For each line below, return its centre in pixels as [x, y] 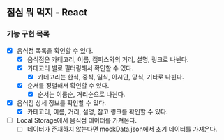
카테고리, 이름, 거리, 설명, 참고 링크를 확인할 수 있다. [97, 112]
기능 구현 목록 [28, 34]
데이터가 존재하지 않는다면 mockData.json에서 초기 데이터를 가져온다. [122, 129]
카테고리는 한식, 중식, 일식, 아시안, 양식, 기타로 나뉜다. [111, 77]
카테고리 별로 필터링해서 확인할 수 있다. [80, 68]
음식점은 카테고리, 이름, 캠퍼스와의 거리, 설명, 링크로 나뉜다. [108, 59]
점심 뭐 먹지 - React [47, 13]
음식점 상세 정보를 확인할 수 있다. [61, 103]
